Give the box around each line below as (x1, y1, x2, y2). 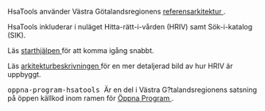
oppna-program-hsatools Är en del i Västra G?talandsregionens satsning (7, 85, 258, 94)
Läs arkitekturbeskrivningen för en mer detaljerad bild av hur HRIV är (7, 61, 233, 71)
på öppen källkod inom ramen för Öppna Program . (7, 94, 174, 102)
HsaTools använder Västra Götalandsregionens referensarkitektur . (7, 7, 226, 16)
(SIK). (7, 31, 26, 40)
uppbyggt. (7, 70, 41, 78)
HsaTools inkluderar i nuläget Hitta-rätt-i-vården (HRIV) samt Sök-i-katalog (7, 22, 253, 31)
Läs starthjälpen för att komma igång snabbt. (7, 46, 154, 55)
